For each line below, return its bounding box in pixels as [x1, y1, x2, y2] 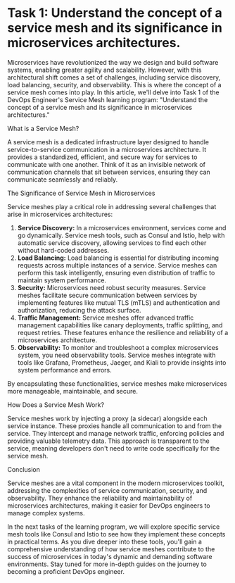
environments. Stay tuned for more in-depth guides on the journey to [7, 560, 208, 568]
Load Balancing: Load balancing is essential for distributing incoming [17, 253, 220, 262]
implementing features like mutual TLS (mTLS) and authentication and [17, 298, 220, 307]
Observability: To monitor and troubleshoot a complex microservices [17, 343, 220, 351]
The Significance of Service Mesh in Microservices [7, 189, 155, 197]
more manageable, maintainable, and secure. [7, 387, 139, 395]
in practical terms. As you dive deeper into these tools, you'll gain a [7, 537, 203, 546]
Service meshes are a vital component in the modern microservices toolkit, [7, 479, 225, 487]
